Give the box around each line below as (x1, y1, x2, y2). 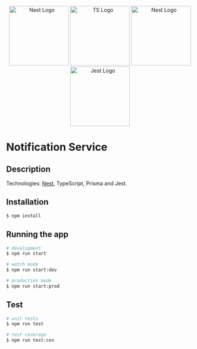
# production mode (6, 278, 52, 283)
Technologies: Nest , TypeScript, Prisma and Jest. (6, 180, 127, 187)
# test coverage (6, 332, 46, 338)
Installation (6, 197, 49, 207)
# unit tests (6, 316, 39, 322)
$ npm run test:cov (6, 337, 55, 344)
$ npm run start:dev (6, 267, 58, 273)
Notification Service (6, 141, 108, 154)
